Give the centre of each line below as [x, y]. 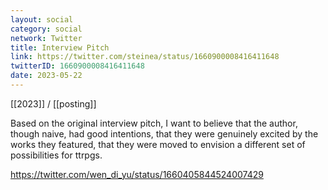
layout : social [42, 19]
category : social [46, 29]
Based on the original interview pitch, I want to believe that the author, [154, 123]
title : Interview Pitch [60, 47]
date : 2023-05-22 [46, 76]
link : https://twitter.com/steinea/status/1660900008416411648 [145, 57]
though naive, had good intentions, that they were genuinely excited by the [164, 133]
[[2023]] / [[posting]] [53, 103]
